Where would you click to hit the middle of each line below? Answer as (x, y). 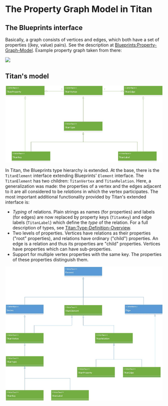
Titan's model (27, 76)
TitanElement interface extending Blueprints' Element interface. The (74, 175)
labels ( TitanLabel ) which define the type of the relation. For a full (80, 222)
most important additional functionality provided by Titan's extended (76, 196)
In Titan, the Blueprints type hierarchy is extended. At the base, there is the (82, 170)
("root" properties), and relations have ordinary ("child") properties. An (85, 238)
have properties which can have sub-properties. (62, 249)
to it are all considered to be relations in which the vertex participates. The (82, 191)
